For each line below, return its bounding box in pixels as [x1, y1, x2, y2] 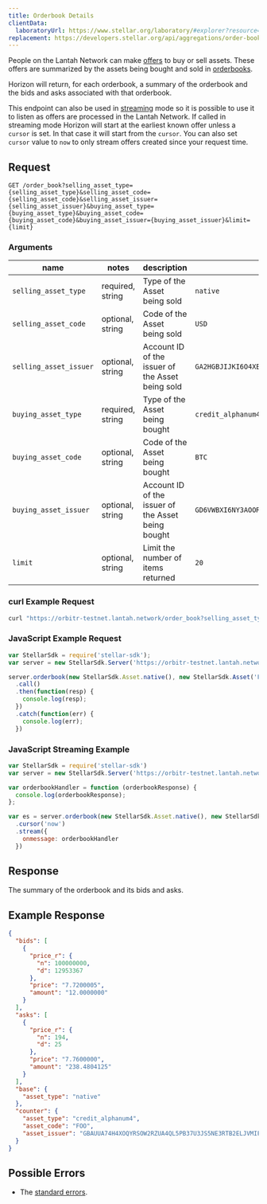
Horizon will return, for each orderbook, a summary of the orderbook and [8, 80, 248, 89]
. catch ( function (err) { [15, 709, 94, 717]
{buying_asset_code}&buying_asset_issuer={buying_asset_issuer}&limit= [8, 217, 250, 225]
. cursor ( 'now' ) [15, 820, 66, 828]
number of [142, 553, 182, 564]
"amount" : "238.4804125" [29, 1063, 112, 1071]
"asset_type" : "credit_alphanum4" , [22, 1115, 141, 1123]
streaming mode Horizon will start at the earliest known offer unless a [8, 120, 236, 130]
